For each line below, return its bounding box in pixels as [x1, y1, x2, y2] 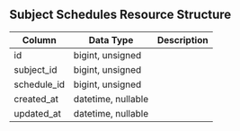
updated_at [13, 107, 61, 119]
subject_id [13, 63, 58, 75]
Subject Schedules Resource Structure [9, 7, 232, 22]
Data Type [88, 33, 134, 46]
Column [22, 33, 57, 46]
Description [156, 33, 209, 46]
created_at [13, 92, 59, 105]
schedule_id [13, 78, 66, 91]
